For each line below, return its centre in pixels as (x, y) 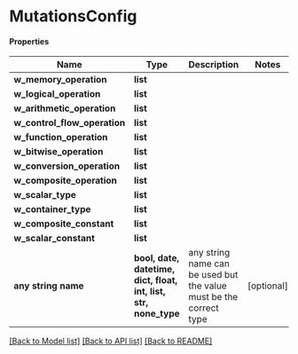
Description (214, 65)
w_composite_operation (66, 181)
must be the (213, 297)
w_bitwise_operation (59, 152)
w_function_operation (61, 138)
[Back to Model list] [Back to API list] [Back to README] (111, 341)
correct (204, 308)
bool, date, (157, 258)
